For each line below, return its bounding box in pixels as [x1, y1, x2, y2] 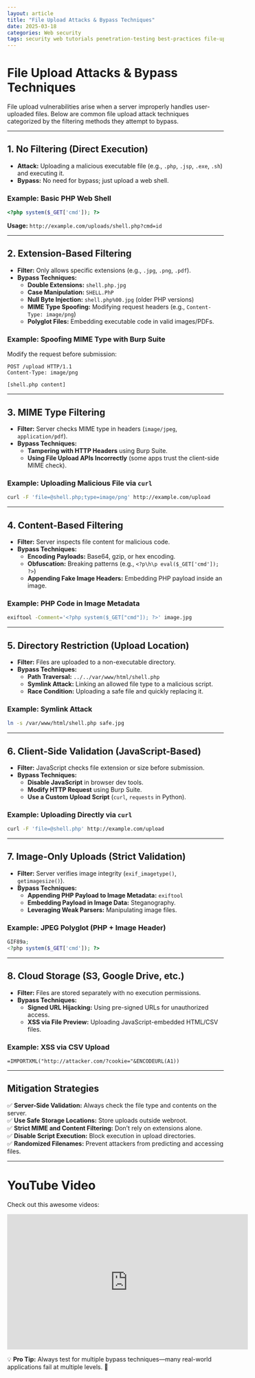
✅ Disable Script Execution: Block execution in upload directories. [7, 1131, 196, 1140]
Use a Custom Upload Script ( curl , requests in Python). [27, 792, 187, 801]
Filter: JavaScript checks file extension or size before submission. [16, 764, 205, 772]
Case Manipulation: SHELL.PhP [27, 288, 114, 296]
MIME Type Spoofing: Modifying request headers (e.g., [27, 302, 186, 311]
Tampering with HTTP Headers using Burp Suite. [27, 446, 168, 454]
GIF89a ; [7, 939, 30, 946]
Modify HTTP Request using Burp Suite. [27, 785, 142, 794]
